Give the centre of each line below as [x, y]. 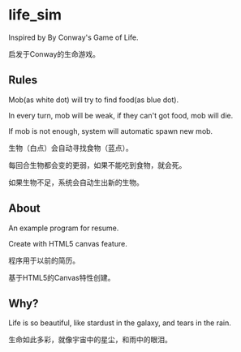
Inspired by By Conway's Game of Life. [74, 37]
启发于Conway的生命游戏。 [54, 54]
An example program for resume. [64, 228]
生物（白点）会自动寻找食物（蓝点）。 [71, 148]
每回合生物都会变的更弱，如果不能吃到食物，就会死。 [97, 165]
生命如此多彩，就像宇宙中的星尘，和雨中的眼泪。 [90, 340]
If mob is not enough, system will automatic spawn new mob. [111, 131]
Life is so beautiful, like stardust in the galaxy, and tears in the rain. [120, 323]
